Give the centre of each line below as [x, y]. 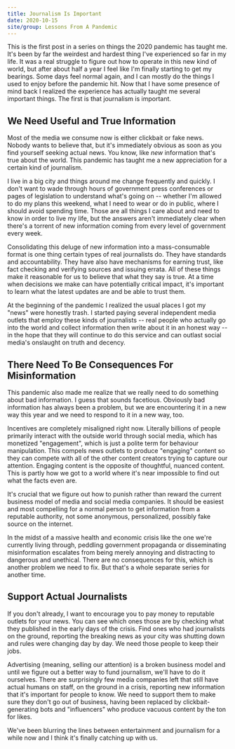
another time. [27, 575]
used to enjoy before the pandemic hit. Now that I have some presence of [114, 84]
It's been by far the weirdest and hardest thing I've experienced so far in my [117, 54]
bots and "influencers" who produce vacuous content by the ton [133, 709]
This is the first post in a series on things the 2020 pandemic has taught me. [117, 47]
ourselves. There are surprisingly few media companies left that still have [113, 679]
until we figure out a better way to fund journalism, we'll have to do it [106, 672]
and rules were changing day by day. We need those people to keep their [113, 643]
